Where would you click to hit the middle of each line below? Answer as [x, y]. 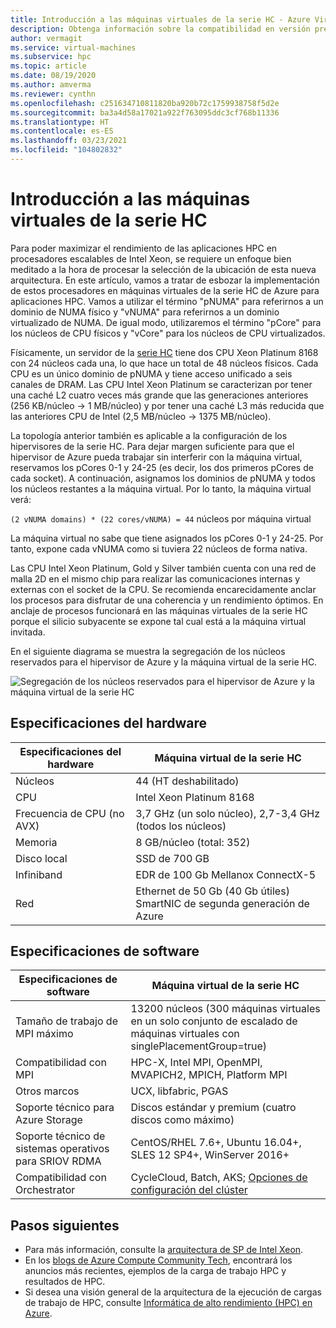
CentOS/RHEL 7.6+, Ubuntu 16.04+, [216, 1143]
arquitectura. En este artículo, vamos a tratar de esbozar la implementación [165, 280]
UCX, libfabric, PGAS [179, 1091]
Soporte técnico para [65, 1108]
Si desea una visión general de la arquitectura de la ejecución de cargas [173, 1292]
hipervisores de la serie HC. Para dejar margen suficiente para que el [152, 446]
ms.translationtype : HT [60, 122]
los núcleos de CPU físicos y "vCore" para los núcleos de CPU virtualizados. [168, 333]
